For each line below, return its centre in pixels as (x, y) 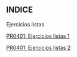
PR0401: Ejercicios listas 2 (38, 47)
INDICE (20, 10)
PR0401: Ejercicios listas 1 (38, 36)
